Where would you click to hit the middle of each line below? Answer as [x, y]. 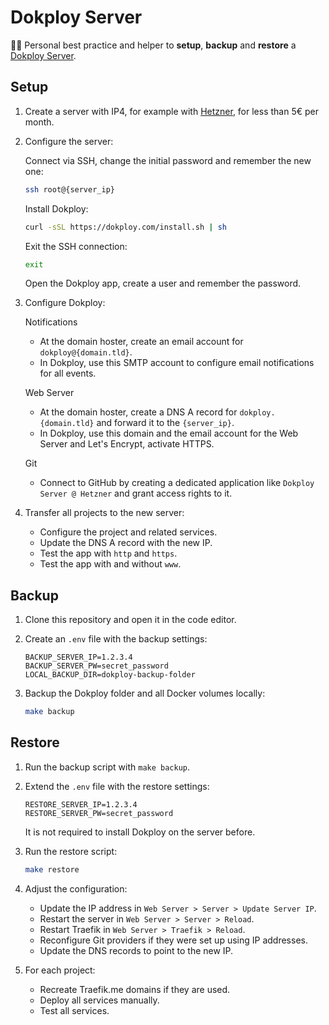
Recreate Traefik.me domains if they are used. [135, 989]
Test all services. [74, 1010]
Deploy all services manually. [99, 1000]
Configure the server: [69, 141]
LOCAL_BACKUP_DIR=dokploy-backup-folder [110, 675]
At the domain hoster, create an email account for [141, 342]
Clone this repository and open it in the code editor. [130, 620]
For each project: [60, 970]
